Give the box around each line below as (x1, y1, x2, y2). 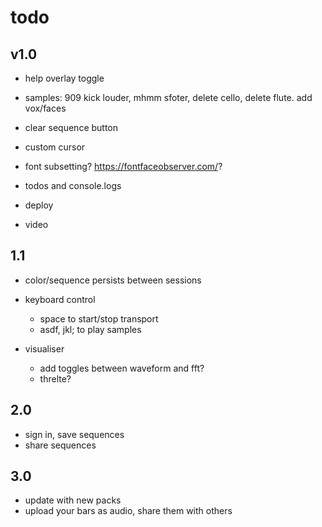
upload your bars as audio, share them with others (24, 505, 233, 517)
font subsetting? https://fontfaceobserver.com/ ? (24, 161, 223, 172)
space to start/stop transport (39, 312, 159, 325)
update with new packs (24, 494, 122, 506)
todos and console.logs (24, 180, 122, 191)
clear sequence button (24, 122, 119, 133)
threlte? (39, 372, 72, 385)
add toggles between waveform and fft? (39, 362, 205, 374)
